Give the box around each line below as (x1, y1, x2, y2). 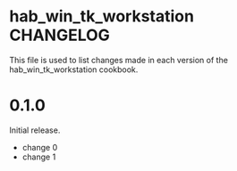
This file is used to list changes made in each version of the (9, 54, 228, 65)
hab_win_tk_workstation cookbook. (9, 64, 139, 75)
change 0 (21, 142, 58, 152)
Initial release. (9, 125, 61, 135)
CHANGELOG (9, 25, 110, 45)
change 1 (21, 151, 56, 162)
